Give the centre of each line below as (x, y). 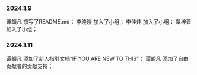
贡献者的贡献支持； (30, 66)
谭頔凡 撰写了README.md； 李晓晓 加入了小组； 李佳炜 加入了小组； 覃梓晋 (99, 22)
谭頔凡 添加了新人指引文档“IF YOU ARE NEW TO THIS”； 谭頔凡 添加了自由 (97, 58)
